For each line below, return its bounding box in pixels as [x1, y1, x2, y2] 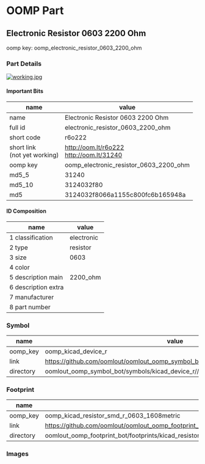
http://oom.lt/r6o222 [65, 143, 124, 152]
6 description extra [9, 282, 64, 291]
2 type [9, 243, 29, 251]
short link [9, 143, 37, 152]
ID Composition [6, 207, 47, 215]
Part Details [6, 59, 41, 68]
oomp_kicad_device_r [45, 347, 108, 355]
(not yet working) [9, 150, 59, 159]
